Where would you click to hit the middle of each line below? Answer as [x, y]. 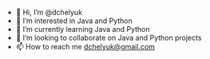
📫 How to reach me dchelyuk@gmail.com [85, 47]
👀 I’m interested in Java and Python [74, 21]
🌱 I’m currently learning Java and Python [83, 29]
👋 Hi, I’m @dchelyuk [49, 12]
